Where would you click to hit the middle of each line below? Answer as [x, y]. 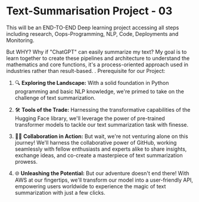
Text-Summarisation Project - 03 [89, 11]
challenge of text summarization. [55, 97]
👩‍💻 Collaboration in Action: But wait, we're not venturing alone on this [102, 136]
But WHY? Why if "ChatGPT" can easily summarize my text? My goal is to [97, 51]
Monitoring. [20, 40]
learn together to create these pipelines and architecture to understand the [98, 58]
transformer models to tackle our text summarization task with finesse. [102, 124]
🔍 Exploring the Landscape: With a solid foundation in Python [92, 82]
